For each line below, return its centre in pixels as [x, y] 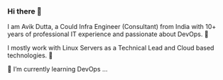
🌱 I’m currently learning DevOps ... [58, 69]
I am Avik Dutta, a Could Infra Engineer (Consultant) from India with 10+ [112, 27]
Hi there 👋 [25, 11]
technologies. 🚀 [30, 55]
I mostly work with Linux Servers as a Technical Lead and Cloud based [111, 48]
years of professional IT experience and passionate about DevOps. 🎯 [108, 34]
